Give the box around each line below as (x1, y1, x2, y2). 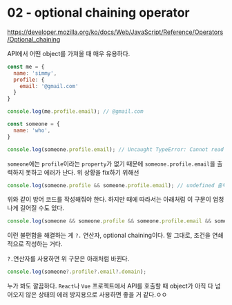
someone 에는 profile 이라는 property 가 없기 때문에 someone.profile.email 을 (7, 159, 216, 168)
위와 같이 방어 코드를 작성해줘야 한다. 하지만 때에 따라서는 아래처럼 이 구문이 (7, 195, 212, 204)
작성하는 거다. (25, 240, 63, 248)
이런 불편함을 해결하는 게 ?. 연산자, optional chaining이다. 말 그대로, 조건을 (7, 231, 211, 240)
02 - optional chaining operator (7, 5, 190, 21)
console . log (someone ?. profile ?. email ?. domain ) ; (7, 268, 147, 275)
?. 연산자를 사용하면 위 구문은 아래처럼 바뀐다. (7, 254, 130, 263)
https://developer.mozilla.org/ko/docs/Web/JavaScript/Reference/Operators (7, 28, 224, 36)
